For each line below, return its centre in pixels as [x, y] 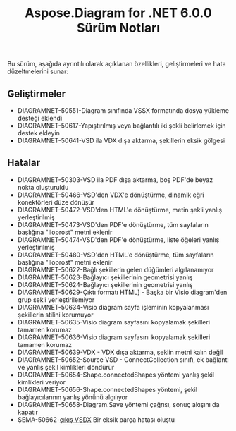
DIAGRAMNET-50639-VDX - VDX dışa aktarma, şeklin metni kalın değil [120, 352]
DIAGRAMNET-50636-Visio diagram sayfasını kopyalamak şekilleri [114, 337]
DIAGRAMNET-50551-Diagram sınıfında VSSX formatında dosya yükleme [123, 110]
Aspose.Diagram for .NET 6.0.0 [118, 13]
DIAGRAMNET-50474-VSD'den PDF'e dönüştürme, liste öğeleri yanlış [118, 239]
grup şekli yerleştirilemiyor [56, 299]
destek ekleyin [38, 133]
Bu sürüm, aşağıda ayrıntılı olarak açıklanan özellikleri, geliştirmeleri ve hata [117, 64]
